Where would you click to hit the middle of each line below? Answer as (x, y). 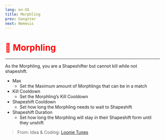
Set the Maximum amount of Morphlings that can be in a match (83, 86)
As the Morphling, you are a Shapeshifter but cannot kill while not (71, 66)
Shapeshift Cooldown (34, 102)
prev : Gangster (21, 19)
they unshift (32, 123)
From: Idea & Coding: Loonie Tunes (53, 132)
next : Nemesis (20, 23)
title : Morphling (23, 14)
